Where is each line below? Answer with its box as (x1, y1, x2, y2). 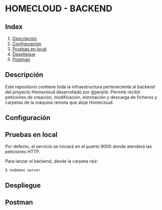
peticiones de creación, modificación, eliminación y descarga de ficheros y (5, 94, 158, 100)
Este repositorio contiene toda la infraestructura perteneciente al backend (5, 84, 155, 90)
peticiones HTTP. (5, 149, 40, 155)
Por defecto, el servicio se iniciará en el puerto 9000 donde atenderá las (5, 144, 152, 150)
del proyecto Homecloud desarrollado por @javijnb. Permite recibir (5, 89, 141, 95)
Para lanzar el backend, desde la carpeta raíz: (5, 158, 98, 164)
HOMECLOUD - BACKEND (5, 3, 112, 14)
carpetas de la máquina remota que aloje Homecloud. (5, 99, 114, 105)
